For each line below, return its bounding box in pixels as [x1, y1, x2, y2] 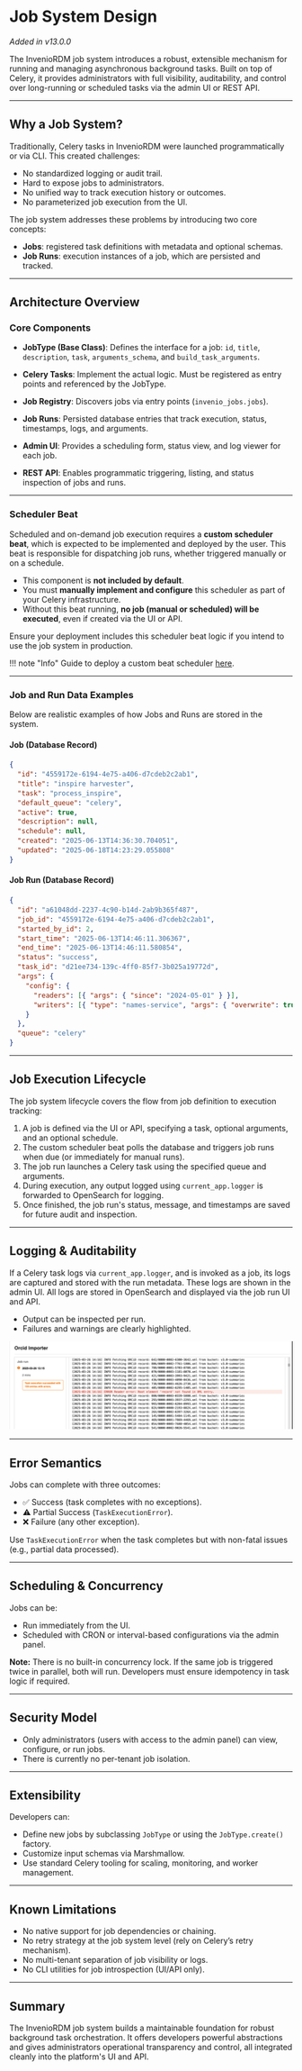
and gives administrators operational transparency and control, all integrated [9, 2042, 293, 2053]
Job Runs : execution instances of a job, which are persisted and [22, 250, 261, 261]
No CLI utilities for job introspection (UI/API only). [22, 1964, 205, 1975]
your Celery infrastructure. [22, 594, 121, 604]
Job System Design [9, 6, 157, 27]
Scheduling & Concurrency [9, 1578, 164, 1594]
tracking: [9, 1105, 42, 1116]
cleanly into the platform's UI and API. [9, 2051, 150, 2062]
